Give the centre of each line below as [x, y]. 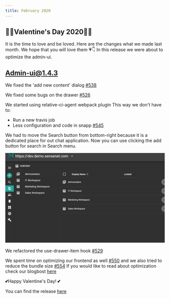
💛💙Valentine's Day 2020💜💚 [49, 32]
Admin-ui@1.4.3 [32, 73]
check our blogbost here [31, 271]
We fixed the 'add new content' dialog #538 [51, 85]
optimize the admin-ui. [29, 57]
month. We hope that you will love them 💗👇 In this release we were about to [84, 50]
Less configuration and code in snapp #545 [58, 125]
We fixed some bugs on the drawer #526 [48, 95]
